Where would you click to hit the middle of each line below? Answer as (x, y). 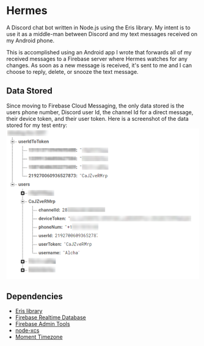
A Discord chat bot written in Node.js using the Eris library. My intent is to (98, 27)
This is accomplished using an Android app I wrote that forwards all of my (99, 52)
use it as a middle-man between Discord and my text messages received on (102, 34)
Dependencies (35, 296)
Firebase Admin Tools (42, 324)
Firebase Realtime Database (51, 317)
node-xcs (27, 331)
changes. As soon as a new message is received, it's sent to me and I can (99, 65)
